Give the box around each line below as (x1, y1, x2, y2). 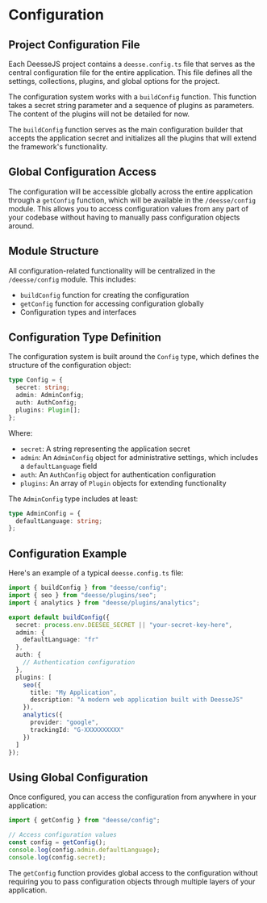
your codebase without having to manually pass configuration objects (8, 212, 240, 222)
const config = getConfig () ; (8, 838, 106, 847)
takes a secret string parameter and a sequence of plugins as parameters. (8, 101, 255, 110)
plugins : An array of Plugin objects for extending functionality (19, 478, 227, 487)
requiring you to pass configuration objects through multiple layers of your (8, 876, 256, 886)
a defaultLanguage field (19, 461, 98, 470)
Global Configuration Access (8, 165, 157, 179)
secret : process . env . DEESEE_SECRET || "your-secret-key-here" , (15, 621, 232, 629)
